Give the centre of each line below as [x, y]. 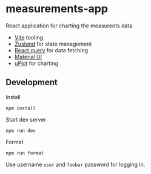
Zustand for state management [53, 44]
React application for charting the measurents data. [70, 26]
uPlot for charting [36, 63]
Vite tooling [29, 37]
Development [32, 82]
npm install [21, 108]
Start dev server [26, 119]
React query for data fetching [51, 50]
